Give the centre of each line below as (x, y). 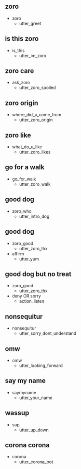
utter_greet (30, 23)
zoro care (20, 71)
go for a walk (25, 167)
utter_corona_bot (36, 462)
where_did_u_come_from (37, 115)
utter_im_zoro (33, 55)
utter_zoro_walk (35, 184)
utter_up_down (34, 430)
